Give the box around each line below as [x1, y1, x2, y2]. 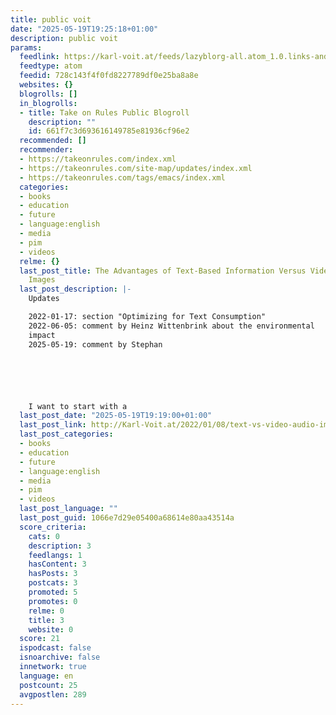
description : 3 [28, 541, 92, 551]
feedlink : [19, 52, 60, 62]
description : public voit [10, 33, 118, 43]
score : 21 [19, 634, 60, 644]
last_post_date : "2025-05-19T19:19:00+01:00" [19, 411, 213, 421]
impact [28, 330, 56, 340]
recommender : [19, 145, 74, 155]
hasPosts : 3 [28, 569, 78, 579]
